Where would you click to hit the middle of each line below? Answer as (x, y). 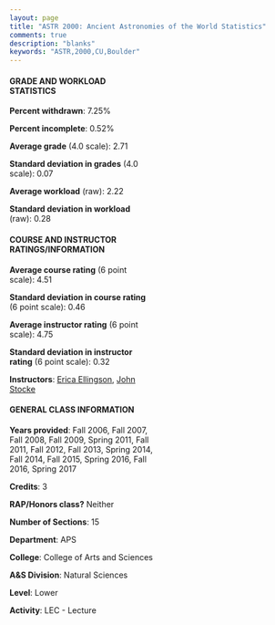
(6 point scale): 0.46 (47, 307)
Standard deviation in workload (70, 209)
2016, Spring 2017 (43, 469)
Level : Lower (34, 592)
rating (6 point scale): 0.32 (60, 361)
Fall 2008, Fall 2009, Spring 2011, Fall (79, 440)
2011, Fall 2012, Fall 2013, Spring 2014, (81, 449)
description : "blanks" (52, 43)
